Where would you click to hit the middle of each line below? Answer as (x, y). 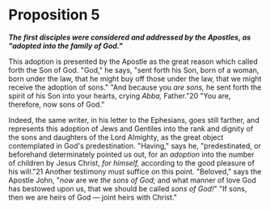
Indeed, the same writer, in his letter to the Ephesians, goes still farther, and (134, 120)
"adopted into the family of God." (65, 45)
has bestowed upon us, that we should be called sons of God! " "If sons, (128, 188)
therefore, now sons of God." (57, 104)
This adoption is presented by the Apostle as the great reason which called (133, 61)
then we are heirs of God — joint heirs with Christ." (93, 197)
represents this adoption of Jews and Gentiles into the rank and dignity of (131, 128)
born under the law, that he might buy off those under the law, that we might (135, 78)
